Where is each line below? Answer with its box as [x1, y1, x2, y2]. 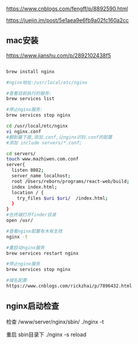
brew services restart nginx [6, 250, 79, 257]
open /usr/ [6, 218, 33, 224]
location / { [11, 189, 44, 195]
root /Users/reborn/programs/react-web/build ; [11, 178, 130, 185]
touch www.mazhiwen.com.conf [6, 156, 79, 162]
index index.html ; [11, 184, 58, 190]
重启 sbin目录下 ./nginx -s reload [6, 331, 87, 338]
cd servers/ [6, 150, 36, 156]
